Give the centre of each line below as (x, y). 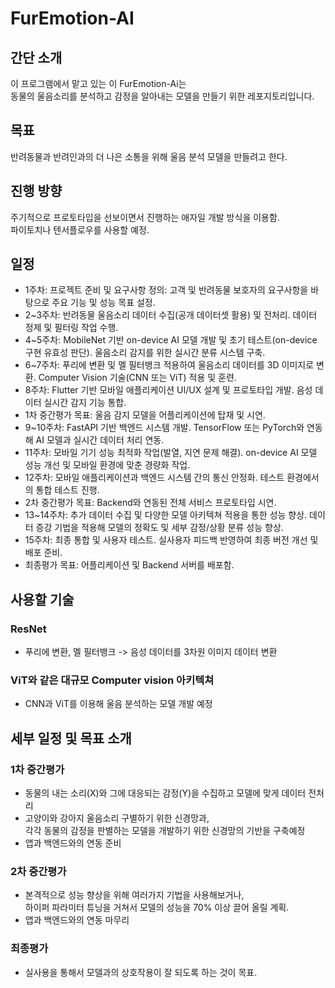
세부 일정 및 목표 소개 (71, 738)
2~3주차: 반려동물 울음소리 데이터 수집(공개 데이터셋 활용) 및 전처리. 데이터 (171, 315)
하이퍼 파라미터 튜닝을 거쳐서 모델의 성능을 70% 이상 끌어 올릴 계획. (157, 908)
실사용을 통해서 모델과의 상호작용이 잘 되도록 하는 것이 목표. (141, 972)
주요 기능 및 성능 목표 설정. (103, 303)
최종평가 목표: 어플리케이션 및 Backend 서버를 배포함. (129, 565)
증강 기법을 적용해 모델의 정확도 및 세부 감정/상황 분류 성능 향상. (159, 528)
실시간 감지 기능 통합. (85, 403)
